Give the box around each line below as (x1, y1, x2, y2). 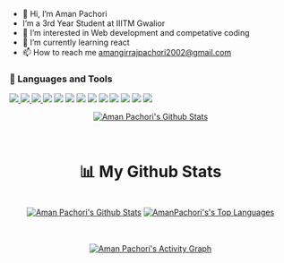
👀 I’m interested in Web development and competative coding (22, 28, 250, 38)
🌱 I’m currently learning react (22, 37, 130, 47)
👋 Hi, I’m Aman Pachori (22, 9, 108, 19)
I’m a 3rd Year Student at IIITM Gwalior (22, 18, 166, 29)
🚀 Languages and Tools (9, 72, 113, 85)
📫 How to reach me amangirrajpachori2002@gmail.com (22, 47, 232, 57)
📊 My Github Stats (79, 162, 222, 182)
